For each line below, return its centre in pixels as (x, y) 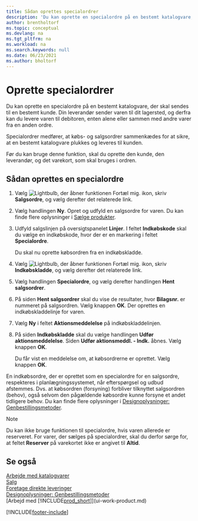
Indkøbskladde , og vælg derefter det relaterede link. (78, 270)
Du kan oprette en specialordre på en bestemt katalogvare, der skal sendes (98, 106)
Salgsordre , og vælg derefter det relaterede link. (73, 200)
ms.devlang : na (25, 34)
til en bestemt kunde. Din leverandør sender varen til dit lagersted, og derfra (98, 113)
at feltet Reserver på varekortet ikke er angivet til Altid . (73, 443)
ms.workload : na (26, 45)
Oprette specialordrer (60, 90)
